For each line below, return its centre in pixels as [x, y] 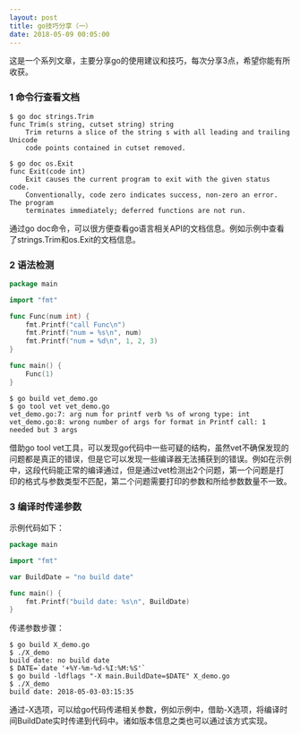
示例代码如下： [37, 528]
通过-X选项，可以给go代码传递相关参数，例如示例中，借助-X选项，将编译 [145, 710]
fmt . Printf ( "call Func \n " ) [76, 324]
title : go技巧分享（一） [51, 26]
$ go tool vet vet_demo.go [60, 406]
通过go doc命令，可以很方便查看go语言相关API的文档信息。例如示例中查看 [147, 228]
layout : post [34, 17]
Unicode [24, 140]
